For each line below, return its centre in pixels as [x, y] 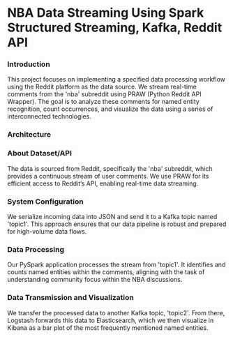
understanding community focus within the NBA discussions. [95, 280]
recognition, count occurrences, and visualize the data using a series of [110, 109]
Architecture [29, 135]
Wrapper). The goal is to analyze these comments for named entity [104, 102]
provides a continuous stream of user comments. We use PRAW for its [108, 176]
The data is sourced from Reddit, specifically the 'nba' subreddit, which [110, 168]
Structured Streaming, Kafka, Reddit [115, 28]
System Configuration [45, 202]
